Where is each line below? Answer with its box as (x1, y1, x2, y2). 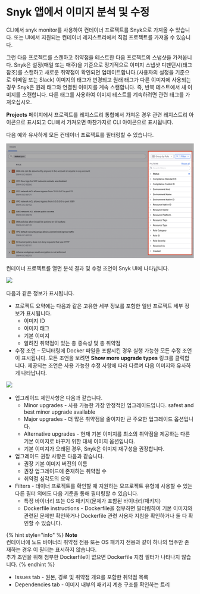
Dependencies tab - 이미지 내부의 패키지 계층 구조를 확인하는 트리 (14, 581, 170, 588)
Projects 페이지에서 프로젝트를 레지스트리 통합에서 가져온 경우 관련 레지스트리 (6, 111, 188, 118)
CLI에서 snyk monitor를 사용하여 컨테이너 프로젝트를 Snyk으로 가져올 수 (6, 26, 174, 33)
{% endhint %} (18, 561, 55, 568)
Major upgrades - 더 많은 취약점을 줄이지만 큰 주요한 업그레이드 (23, 415, 173, 423)
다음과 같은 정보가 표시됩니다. (6, 289, 75, 296)
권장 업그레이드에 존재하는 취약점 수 (23, 467, 107, 474)
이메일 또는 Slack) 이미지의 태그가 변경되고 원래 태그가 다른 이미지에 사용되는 (12, 76, 192, 83)
